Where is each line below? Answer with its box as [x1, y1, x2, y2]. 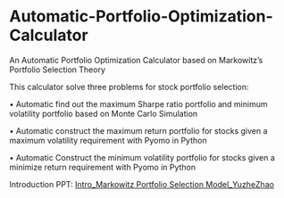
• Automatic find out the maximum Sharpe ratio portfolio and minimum [9, 98, 268, 109]
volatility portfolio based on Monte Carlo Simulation [9, 108, 198, 119]
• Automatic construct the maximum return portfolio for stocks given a [9, 125, 268, 136]
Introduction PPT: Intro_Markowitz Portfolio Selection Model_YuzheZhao [9, 178, 275, 189]
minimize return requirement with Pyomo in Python [9, 161, 196, 172]
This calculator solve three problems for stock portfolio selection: [9, 81, 249, 92]
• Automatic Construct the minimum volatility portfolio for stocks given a [9, 152, 275, 162]
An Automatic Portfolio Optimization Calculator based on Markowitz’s [9, 54, 263, 65]
